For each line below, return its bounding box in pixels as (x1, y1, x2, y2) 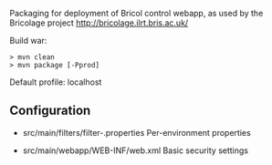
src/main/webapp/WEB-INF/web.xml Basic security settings (22, 145, 249, 156)
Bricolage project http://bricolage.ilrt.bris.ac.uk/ (9, 17, 189, 28)
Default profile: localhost (9, 77, 102, 88)
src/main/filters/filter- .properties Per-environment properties (22, 127, 251, 138)
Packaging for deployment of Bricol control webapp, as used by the (9, 8, 264, 18)
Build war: (9, 36, 47, 46)
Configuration (9, 103, 91, 119)
